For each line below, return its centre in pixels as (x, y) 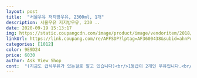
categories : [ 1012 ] (30, 45)
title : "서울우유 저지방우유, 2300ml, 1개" (55, 17)
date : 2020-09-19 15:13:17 (39, 28)
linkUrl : (17, 39)
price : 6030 (21, 55)
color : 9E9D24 (23, 50)
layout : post (22, 11)
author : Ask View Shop (34, 60)
